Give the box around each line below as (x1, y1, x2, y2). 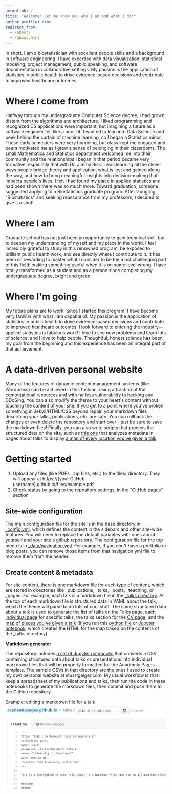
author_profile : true (5, 19, 52, 24)
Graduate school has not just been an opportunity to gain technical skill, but (5, 234, 165, 241)
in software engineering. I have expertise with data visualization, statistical (5, 55, 162, 62)
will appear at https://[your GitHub (12, 475, 85, 482)
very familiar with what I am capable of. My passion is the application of (5, 313, 157, 319)
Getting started (5, 453, 72, 464)
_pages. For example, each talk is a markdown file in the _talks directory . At (5, 593, 164, 599)
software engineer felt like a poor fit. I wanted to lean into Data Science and (5, 128, 165, 134)
